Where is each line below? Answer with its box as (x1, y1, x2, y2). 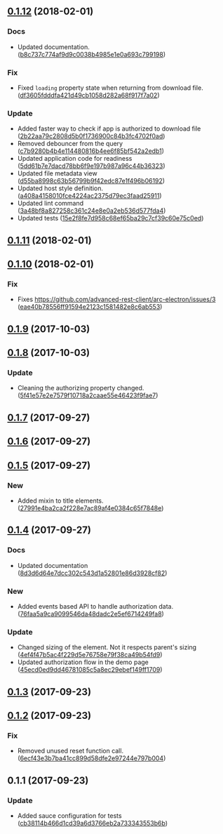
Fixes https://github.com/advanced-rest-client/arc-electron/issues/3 (17, 295, 216, 304)
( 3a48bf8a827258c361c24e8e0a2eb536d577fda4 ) (17, 206, 166, 215)
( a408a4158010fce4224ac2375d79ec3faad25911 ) (17, 192, 163, 200)
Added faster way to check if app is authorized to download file (17, 124, 201, 133)
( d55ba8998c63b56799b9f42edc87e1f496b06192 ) (17, 177, 165, 185)
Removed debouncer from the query (17, 140, 123, 148)
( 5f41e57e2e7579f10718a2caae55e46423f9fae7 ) (17, 391, 158, 399)
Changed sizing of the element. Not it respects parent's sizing (17, 643, 197, 651)
